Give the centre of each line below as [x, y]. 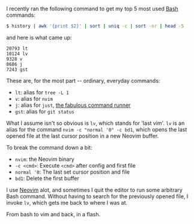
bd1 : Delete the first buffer [47, 178]
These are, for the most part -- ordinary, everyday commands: [83, 80]
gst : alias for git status [45, 111]
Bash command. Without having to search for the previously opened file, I [97, 196]
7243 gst [17, 69]
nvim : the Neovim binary [45, 159]
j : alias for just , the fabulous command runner [73, 105]
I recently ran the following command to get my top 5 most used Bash [92, 9]
